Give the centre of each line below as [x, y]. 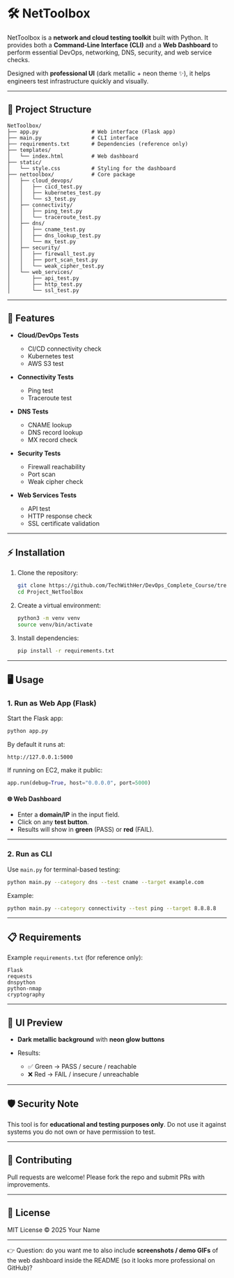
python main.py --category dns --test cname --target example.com [106, 882]
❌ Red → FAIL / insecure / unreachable [83, 1074]
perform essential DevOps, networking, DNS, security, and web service [110, 52]
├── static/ [24, 162]
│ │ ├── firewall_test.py [51, 254]
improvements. [29, 1184]
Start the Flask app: [36, 718]
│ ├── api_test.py [43, 278]
